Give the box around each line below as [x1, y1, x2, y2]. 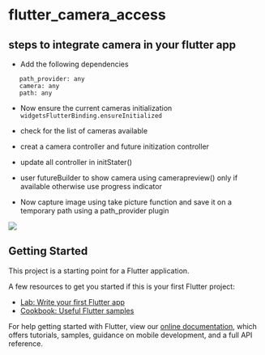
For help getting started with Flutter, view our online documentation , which [8, 321, 258, 331]
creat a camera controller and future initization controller [19, 142, 209, 151]
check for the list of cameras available [19, 126, 148, 135]
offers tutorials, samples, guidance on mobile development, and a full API [8, 330, 253, 340]
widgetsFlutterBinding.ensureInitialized [19, 112, 162, 120]
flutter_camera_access [8, 6, 166, 24]
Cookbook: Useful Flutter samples [19, 306, 135, 315]
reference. [8, 338, 43, 349]
